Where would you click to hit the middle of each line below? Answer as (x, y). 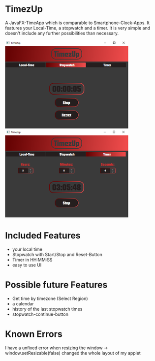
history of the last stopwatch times (47, 309)
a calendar (23, 304)
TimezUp (24, 9)
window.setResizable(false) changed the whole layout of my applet (73, 353)
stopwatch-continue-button (40, 314)
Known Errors (34, 334)
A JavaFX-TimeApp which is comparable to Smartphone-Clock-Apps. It (77, 23)
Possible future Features (56, 285)
